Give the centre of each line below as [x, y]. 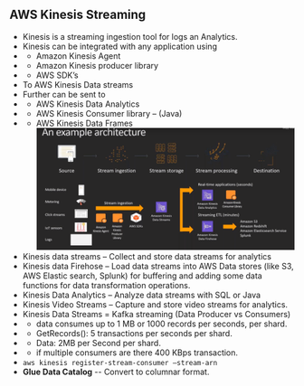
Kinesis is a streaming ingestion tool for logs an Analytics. [130, 36]
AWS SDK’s [57, 75]
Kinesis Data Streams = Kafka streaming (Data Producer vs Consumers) [157, 315]
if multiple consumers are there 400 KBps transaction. [137, 353]
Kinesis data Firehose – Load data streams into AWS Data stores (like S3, [158, 267]
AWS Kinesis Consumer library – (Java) [109, 113]
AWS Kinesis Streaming [78, 15]
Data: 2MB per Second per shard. [98, 344]
